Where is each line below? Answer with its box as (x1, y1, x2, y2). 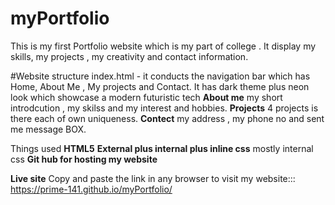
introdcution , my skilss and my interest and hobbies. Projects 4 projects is (10, 102, 319, 114)
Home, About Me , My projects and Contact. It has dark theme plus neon (10, 80, 310, 92)
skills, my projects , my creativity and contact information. (10, 50, 249, 62)
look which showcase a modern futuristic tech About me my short (10, 91, 283, 103)
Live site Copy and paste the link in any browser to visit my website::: (10, 172, 296, 184)
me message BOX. (10, 123, 87, 135)
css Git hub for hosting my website (10, 153, 158, 165)
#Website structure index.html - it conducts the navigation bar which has (10, 70, 311, 82)
